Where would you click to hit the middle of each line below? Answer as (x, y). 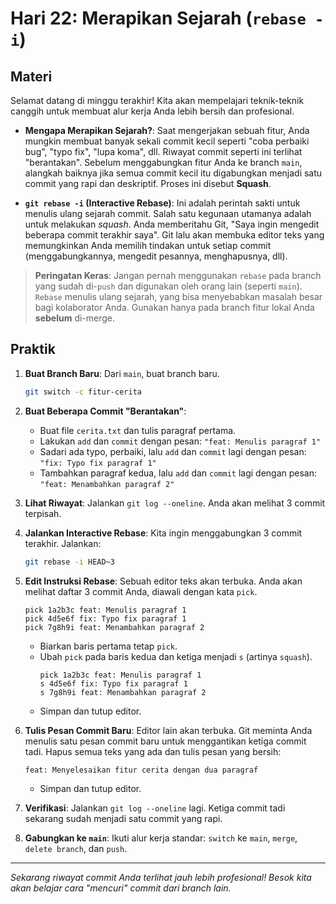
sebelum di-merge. (75, 318)
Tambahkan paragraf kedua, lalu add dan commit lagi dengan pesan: (178, 473)
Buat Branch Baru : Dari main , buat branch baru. (122, 373)
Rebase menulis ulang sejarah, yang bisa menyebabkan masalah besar (178, 296)
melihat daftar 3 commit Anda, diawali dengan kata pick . (141, 591)
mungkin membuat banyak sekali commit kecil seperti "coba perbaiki (167, 141)
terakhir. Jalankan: (63, 543)
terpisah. (43, 513)
